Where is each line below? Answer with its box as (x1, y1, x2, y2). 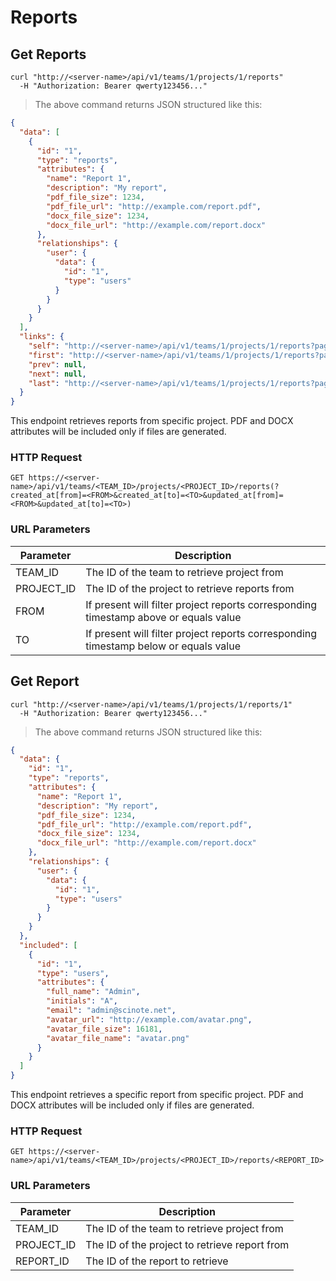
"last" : (28, 378, 60, 388)
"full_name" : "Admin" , (46, 987, 141, 997)
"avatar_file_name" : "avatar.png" (46, 1033, 190, 1043)
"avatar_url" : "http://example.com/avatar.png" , (46, 1014, 253, 1025)
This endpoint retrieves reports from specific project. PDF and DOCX (10, 415, 294, 427)
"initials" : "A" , (46, 996, 118, 1006)
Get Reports (10, 46, 87, 63)
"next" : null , (28, 369, 87, 379)
